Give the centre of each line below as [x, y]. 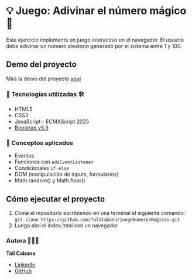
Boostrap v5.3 [31, 128]
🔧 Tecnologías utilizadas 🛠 [45, 94]
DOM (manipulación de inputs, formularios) [66, 175]
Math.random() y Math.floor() [50, 180]
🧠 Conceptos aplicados [40, 143]
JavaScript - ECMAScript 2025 [52, 122]
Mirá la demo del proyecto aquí [44, 78]
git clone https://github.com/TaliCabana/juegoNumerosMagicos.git [97, 220]
